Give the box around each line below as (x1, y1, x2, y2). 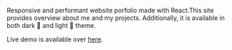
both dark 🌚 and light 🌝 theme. (6, 21, 96, 29)
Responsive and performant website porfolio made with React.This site (6, 6, 214, 14)
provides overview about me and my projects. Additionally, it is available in (6, 14, 225, 22)
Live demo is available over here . (6, 35, 103, 44)
